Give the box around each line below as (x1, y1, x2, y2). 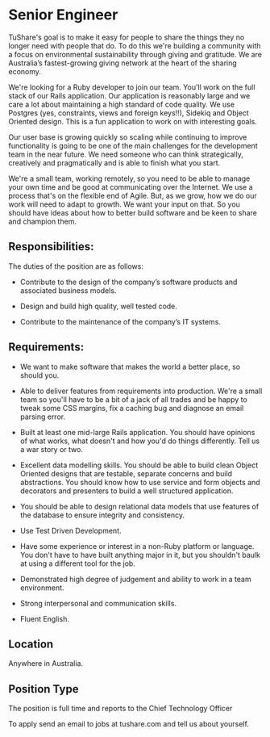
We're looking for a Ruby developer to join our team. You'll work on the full (8, 82, 255, 92)
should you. (19, 370, 60, 380)
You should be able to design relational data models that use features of (19, 501, 260, 511)
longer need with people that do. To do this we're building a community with (8, 40, 261, 50)
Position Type (8, 682, 79, 696)
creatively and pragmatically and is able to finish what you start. (8, 157, 221, 167)
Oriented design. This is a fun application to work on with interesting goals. (8, 116, 258, 126)
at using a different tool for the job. (19, 559, 135, 568)
